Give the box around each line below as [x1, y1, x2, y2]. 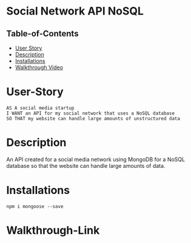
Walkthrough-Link [6, 224, 100, 237]
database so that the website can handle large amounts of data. [6, 162, 166, 169]
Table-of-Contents [6, 28, 79, 39]
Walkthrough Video [15, 64, 64, 71]
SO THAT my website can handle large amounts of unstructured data [6, 115, 181, 122]
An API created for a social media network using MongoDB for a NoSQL [6, 156, 186, 163]
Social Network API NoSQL [6, 4, 144, 18]
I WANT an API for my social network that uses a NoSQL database [6, 110, 175, 116]
